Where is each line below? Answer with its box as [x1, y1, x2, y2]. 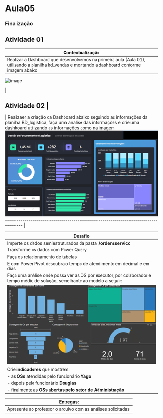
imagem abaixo [7, 67, 38, 73]
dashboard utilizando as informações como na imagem [5, 125, 115, 131]
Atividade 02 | [5, 101, 49, 110]
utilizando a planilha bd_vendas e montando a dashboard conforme [7, 62, 141, 68]
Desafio [73, 233, 90, 239]
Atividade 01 [5, 35, 44, 44]
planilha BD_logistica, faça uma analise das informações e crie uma [5, 119, 140, 125]
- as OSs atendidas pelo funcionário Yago [7, 373, 91, 379]
